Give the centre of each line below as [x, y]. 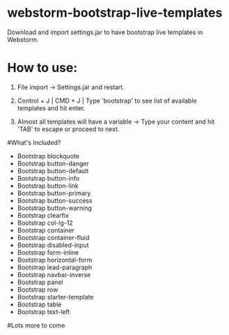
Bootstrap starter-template [55, 297]
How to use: [42, 68]
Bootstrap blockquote [48, 156]
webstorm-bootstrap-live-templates [115, 13]
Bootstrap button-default [53, 171]
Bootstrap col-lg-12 [45, 223]
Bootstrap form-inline [48, 252]
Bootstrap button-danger [53, 163]
